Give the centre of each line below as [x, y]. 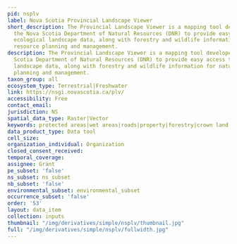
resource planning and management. [66, 46]
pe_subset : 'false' [36, 171]
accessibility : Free [38, 99]
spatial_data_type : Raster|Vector [58, 118]
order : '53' [25, 204]
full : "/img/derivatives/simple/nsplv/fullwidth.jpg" [88, 229]
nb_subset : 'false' [36, 184]
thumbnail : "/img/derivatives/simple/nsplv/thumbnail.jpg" [96, 223]
